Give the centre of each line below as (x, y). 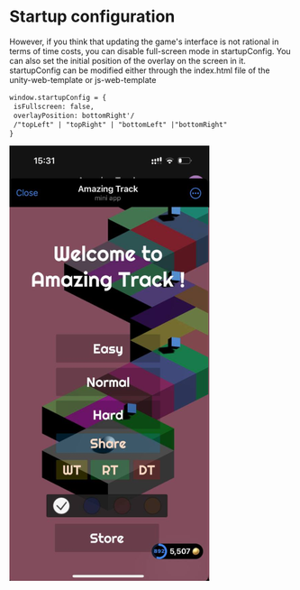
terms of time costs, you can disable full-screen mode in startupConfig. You (150, 51)
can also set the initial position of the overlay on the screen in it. (127, 60)
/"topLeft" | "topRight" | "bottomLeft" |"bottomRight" (120, 124)
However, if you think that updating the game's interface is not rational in (144, 41)
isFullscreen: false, (54, 106)
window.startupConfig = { (58, 97)
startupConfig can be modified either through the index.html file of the (140, 70)
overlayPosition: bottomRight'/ (74, 115)
